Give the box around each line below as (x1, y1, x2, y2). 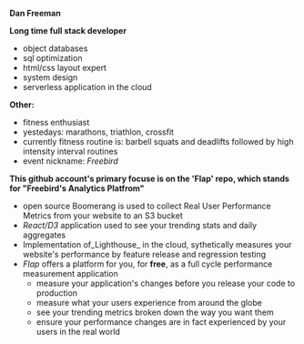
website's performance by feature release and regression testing (22, 249, 267, 259)
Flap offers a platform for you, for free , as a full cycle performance (22, 258, 273, 269)
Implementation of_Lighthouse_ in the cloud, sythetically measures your (22, 239, 292, 249)
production (35, 288, 78, 298)
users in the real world (35, 327, 121, 337)
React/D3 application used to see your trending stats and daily (22, 220, 258, 230)
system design (22, 72, 78, 83)
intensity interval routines (22, 146, 118, 157)
